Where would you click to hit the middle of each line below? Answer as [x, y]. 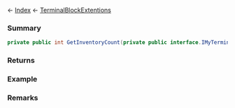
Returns [21, 61]
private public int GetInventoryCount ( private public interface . [104, 43]
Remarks [23, 98]
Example [22, 79]
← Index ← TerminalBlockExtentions [59, 10]
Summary [24, 28]
